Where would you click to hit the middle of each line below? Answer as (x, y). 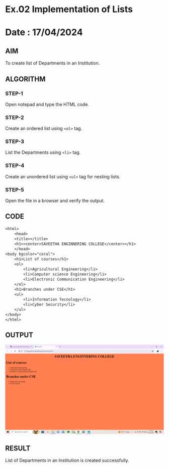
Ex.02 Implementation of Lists (69, 9)
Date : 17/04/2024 (44, 33)
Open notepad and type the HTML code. (47, 104)
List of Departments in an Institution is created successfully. (67, 460)
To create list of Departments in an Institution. (53, 63)
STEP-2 (15, 117)
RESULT (18, 448)
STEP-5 (15, 189)
